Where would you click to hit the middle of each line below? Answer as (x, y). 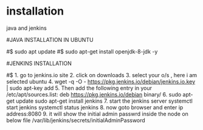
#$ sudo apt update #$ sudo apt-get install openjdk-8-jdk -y (82, 51)
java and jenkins (26, 28)
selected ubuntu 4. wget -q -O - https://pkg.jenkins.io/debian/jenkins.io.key (101, 81)
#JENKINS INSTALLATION (39, 63)
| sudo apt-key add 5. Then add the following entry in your (79, 88)
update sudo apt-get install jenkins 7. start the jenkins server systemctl (104, 101)
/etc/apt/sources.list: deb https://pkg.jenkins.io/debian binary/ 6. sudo (94, 94)
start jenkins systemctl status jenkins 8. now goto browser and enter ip (95, 107)
